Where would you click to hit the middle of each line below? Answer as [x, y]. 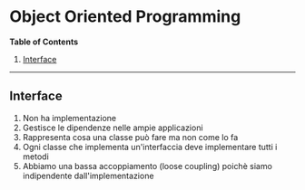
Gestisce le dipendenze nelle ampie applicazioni [113, 128]
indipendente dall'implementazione [88, 176]
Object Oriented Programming [125, 17]
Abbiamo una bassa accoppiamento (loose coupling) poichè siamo [147, 166]
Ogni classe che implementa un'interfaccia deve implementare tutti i [150, 147]
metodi [36, 157]
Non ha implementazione [69, 118]
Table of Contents [44, 42]
